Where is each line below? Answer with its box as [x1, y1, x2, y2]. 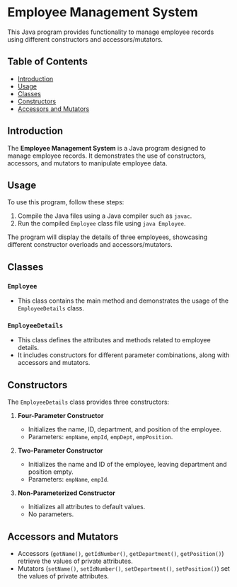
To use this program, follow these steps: [7, 198, 125, 207]
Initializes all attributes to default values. [28, 503, 146, 511]
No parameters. [28, 510, 74, 518]
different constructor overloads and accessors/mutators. [7, 240, 173, 249]
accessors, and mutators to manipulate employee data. [7, 158, 168, 167]
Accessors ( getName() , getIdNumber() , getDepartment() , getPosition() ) [17, 549, 224, 557]
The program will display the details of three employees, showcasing [7, 233, 208, 241]
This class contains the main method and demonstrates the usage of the [17, 296, 229, 305]
